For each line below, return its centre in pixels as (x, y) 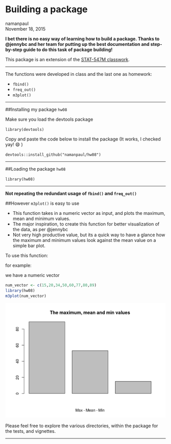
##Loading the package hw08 (36, 169)
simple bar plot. (29, 245)
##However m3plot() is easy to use (42, 203)
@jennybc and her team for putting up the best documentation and (77, 44)
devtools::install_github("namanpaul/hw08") (53, 155)
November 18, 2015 (25, 29)
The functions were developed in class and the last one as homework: (79, 74)
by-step (14, 49)
